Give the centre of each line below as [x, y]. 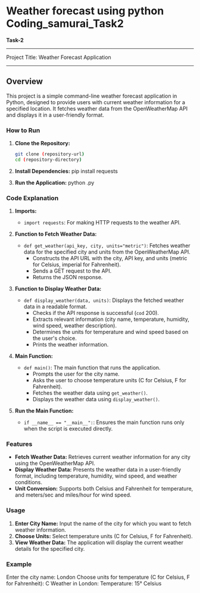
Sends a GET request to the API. [72, 271]
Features [19, 444]
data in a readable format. [55, 307]
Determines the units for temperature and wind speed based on [110, 332]
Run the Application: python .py [54, 182]
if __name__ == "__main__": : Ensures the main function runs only [104, 422]
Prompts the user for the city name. [76, 374]
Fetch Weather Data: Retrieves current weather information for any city [102, 457]
